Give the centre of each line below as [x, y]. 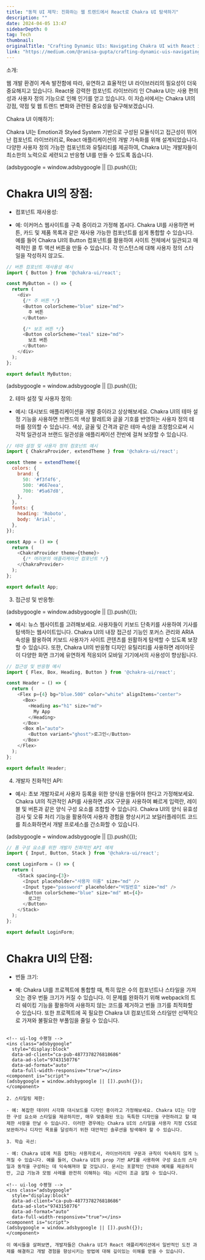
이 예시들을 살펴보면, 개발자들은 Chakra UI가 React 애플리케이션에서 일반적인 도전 [98, 1245]
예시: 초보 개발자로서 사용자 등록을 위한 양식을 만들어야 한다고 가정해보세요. [105, 793]
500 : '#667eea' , [43, 485]
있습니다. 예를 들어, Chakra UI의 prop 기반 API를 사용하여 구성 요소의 [105, 1160]
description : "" [27, 18]
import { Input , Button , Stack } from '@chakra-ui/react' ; [83, 853]
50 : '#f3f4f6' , [42, 480]
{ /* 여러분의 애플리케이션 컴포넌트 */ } [65, 559]
